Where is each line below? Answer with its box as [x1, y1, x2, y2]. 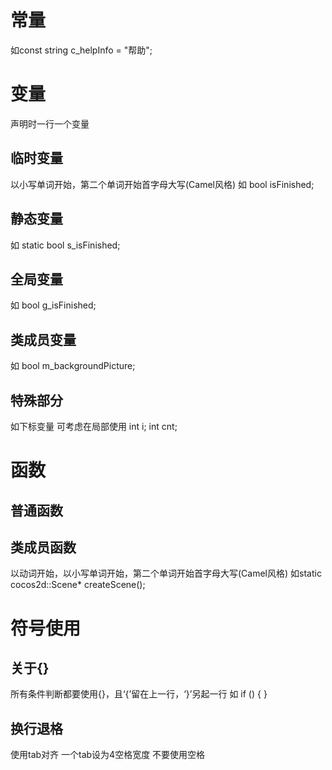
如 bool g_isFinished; [10, 299, 97, 311]
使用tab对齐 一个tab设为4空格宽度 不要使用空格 [10, 749, 206, 761]
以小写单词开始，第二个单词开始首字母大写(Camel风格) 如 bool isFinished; [10, 178, 315, 190]
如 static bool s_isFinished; [10, 239, 121, 251]
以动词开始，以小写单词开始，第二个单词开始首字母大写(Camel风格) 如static [10, 567, 322, 580]
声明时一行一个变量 [10, 117, 90, 130]
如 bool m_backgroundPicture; [10, 360, 136, 372]
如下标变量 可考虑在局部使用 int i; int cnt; [10, 420, 178, 432]
